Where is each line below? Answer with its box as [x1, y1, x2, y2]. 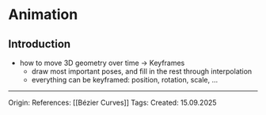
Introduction [8, 37, 71, 51]
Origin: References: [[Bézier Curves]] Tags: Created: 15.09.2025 [8, 98, 217, 107]
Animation [8, 6, 78, 24]
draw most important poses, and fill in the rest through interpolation [31, 67, 253, 76]
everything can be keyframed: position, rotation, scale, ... [31, 75, 218, 84]
